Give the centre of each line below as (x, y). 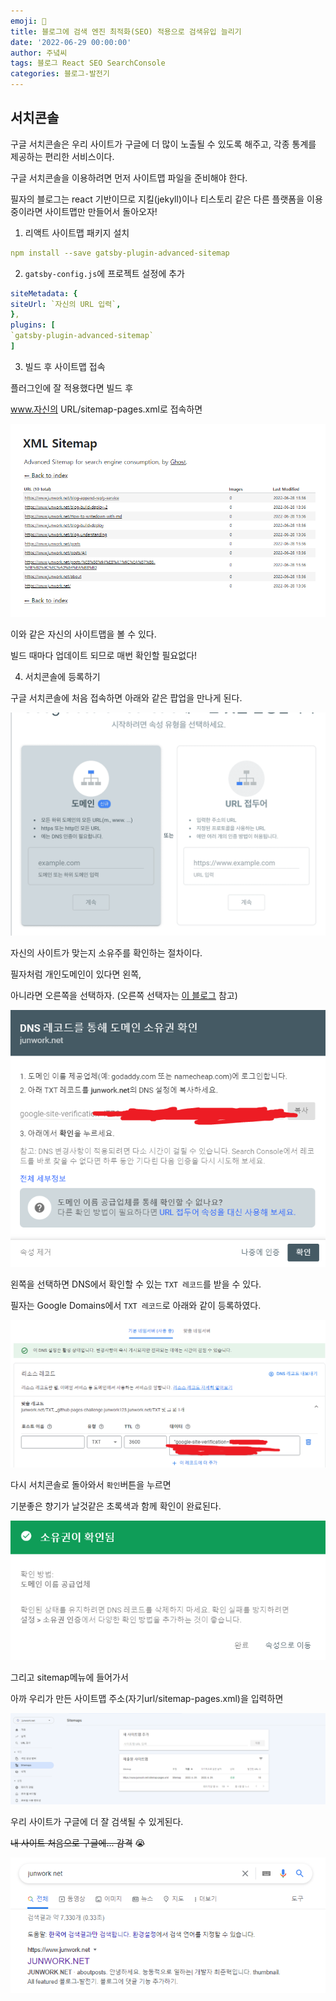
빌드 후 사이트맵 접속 (65, 366)
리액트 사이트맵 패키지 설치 (77, 232)
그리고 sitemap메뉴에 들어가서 (69, 1677)
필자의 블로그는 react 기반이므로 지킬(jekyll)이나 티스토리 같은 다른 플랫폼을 (157, 199)
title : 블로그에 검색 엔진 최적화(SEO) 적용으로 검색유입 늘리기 (126, 31)
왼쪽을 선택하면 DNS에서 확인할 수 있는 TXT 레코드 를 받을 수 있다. (136, 1284)
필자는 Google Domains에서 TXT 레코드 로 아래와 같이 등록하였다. (136, 1305)
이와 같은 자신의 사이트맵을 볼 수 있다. (83, 634)
